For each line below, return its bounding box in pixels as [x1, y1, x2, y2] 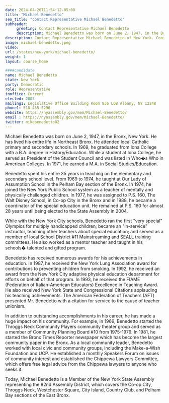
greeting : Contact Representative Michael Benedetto [16, 26, 129, 31]
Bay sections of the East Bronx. [5, 392, 70, 398]
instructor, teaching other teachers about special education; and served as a [5, 228, 163, 234]
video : [5, 45, 19, 50]
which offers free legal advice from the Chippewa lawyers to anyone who [5, 361, 157, 367]
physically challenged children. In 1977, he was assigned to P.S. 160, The [5, 192, 156, 198]
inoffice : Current [5, 91, 44, 96]
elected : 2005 [5, 96, 35, 101]
